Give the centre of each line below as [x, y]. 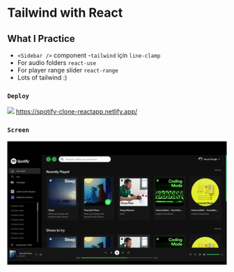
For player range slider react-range [68, 70]
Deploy [18, 96]
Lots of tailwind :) [42, 77]
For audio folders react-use [56, 63]
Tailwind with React [65, 13]
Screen [18, 130]
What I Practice [41, 39]
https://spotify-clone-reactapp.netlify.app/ [77, 112]
